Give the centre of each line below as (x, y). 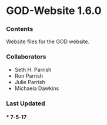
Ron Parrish (29, 76)
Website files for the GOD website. (48, 41)
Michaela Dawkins (37, 88)
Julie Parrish (30, 82)
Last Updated (26, 103)
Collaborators (26, 57)
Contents (20, 29)
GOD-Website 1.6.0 (54, 11)
